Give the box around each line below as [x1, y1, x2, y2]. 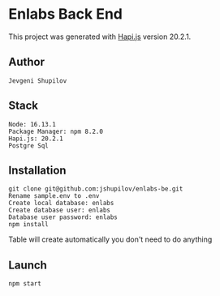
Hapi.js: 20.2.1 [8, 135, 63, 143]
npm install [8, 221, 49, 229]
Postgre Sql [8, 141, 49, 150]
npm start [8, 280, 42, 288]
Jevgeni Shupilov [8, 76, 67, 85]
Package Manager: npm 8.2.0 [8, 127, 104, 135]
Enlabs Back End [8, 5, 123, 24]
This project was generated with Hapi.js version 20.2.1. [8, 32, 192, 41]
